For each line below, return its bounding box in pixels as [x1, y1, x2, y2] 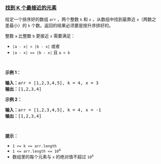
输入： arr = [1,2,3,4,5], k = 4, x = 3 [5, 80, 99, 86]
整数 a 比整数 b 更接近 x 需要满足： [5, 33, 75, 39]
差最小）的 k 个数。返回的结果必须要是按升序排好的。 [5, 23, 114, 28]
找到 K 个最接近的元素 [5, 4, 57, 11]
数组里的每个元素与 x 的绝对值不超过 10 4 [12, 154, 94, 160]
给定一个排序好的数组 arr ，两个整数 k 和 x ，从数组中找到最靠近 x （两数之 [5, 16, 157, 23]
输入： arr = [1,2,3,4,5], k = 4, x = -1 [5, 107, 101, 113]
